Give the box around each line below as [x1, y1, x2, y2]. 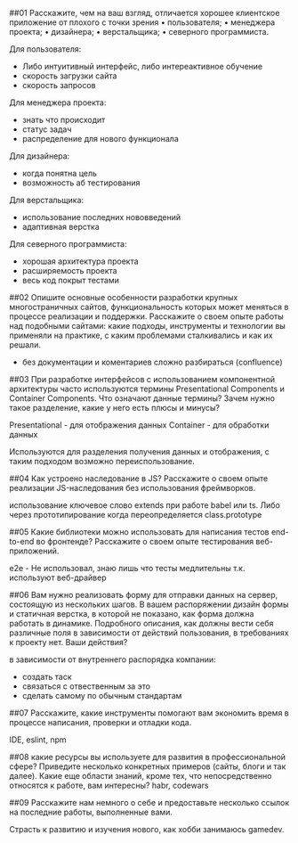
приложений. [9, 545, 60, 556]
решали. [9, 340, 42, 350]
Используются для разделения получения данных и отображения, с [9, 446, 270, 457]
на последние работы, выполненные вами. [9, 806, 173, 817]
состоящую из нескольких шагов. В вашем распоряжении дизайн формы [9, 599, 289, 610]
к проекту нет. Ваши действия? [9, 637, 128, 647]
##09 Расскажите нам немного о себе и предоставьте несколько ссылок [9, 798, 290, 807]
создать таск [21, 672, 73, 682]
